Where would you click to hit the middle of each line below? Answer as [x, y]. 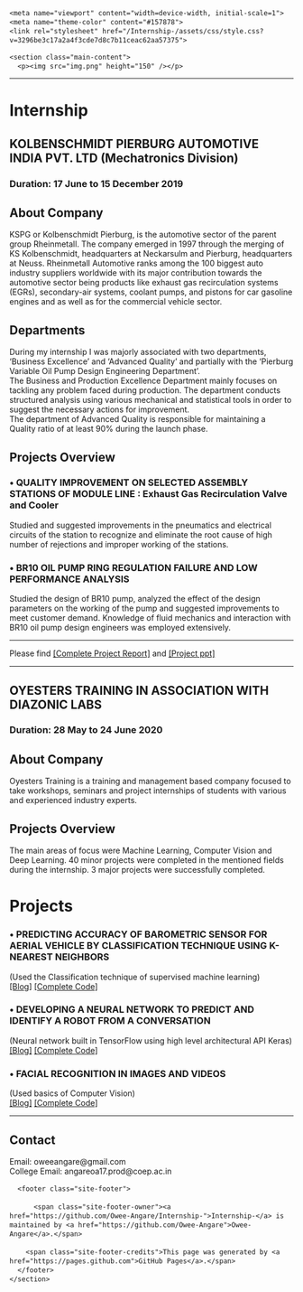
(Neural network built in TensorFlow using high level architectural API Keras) [151, 1040]
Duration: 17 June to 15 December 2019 [96, 183]
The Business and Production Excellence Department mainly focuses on [143, 381]
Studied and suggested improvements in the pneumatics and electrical [141, 525]
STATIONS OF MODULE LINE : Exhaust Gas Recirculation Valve [148, 494]
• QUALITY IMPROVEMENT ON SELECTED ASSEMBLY [129, 482]
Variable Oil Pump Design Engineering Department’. [105, 371]
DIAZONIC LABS [55, 704]
